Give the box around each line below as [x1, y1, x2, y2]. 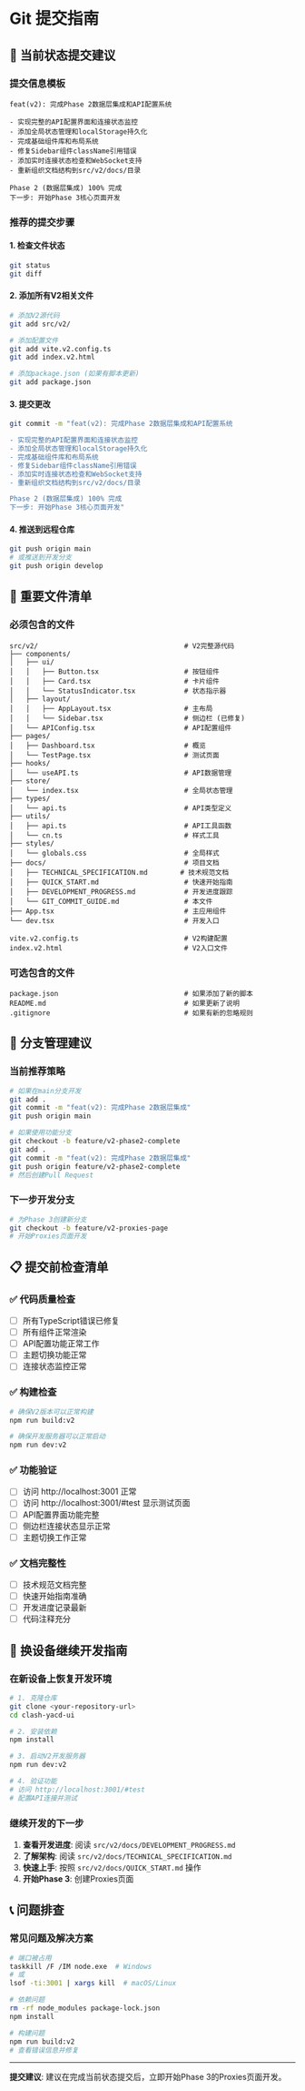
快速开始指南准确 [22, 1590, 87, 1602]
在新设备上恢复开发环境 [9, 1672, 112, 1685]
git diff [9, 269, 43, 279]
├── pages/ [9, 731, 51, 740]
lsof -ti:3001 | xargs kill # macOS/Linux [9, 1979, 177, 1988]
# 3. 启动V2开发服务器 [9, 1751, 86, 1761]
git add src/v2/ [9, 320, 71, 329]
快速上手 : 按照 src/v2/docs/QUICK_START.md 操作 [22, 1863, 202, 1873]
